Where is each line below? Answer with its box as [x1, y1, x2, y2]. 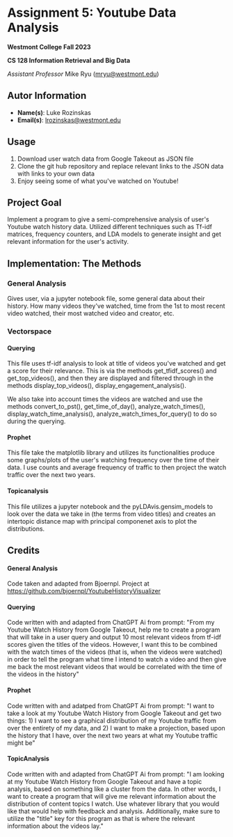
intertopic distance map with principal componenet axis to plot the [7, 517, 197, 525]
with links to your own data [17, 169, 95, 178]
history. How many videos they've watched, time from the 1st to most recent [7, 302, 225, 311]
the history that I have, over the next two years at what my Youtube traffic [7, 731, 218, 740]
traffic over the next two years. [7, 471, 96, 479]
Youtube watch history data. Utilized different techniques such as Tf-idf [7, 223, 212, 231]
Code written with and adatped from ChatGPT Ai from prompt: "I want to [7, 701, 214, 710]
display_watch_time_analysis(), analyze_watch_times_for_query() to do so [7, 409, 217, 419]
